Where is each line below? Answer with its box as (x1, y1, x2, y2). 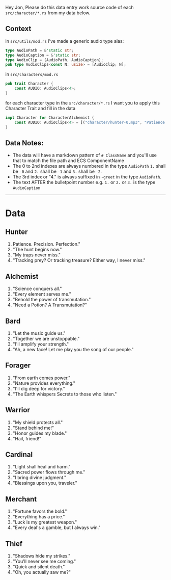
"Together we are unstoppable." (12, 336, 80, 341)
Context (5, 24, 32, 33)
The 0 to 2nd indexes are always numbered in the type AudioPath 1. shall (12, 163, 166, 169)
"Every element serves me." (12, 291, 71, 297)
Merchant (5, 494, 37, 504)
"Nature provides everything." (12, 380, 75, 386)
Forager (5, 361, 31, 370)
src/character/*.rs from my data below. (5, 10, 91, 16)
